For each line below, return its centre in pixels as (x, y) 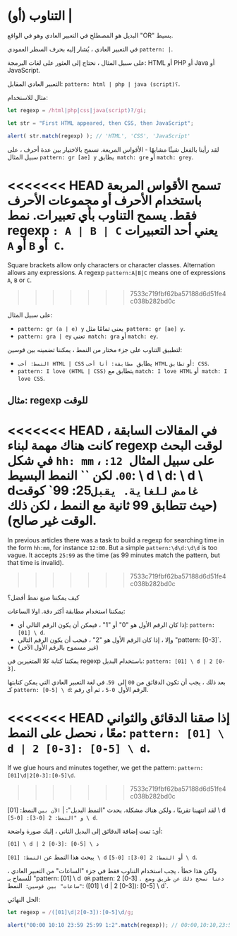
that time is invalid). (36, 562)
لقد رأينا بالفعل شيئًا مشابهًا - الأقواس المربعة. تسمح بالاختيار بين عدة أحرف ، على (113, 150)
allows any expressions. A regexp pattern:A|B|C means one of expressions (116, 272)
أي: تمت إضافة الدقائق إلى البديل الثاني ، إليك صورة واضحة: (85, 831)
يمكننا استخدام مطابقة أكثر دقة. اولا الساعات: (66, 611)
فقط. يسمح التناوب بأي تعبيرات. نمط (102, 215)
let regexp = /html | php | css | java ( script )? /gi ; (77, 110)
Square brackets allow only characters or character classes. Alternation (111, 265)
